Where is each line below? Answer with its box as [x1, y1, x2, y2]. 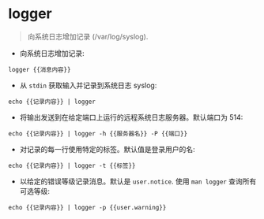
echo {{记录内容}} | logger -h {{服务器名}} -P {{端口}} [8, 129, 188, 138]
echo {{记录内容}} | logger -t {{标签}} [8, 161, 136, 169]
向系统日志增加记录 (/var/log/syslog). [27, 32, 149, 41]
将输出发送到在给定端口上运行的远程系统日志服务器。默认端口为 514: [19, 112, 243, 122]
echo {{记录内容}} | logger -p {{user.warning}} [8, 203, 167, 211]
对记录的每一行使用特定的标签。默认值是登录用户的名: [19, 144, 195, 154]
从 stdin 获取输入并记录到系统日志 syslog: [19, 80, 157, 90]
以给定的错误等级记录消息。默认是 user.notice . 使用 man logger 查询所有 [19, 176, 257, 186]
